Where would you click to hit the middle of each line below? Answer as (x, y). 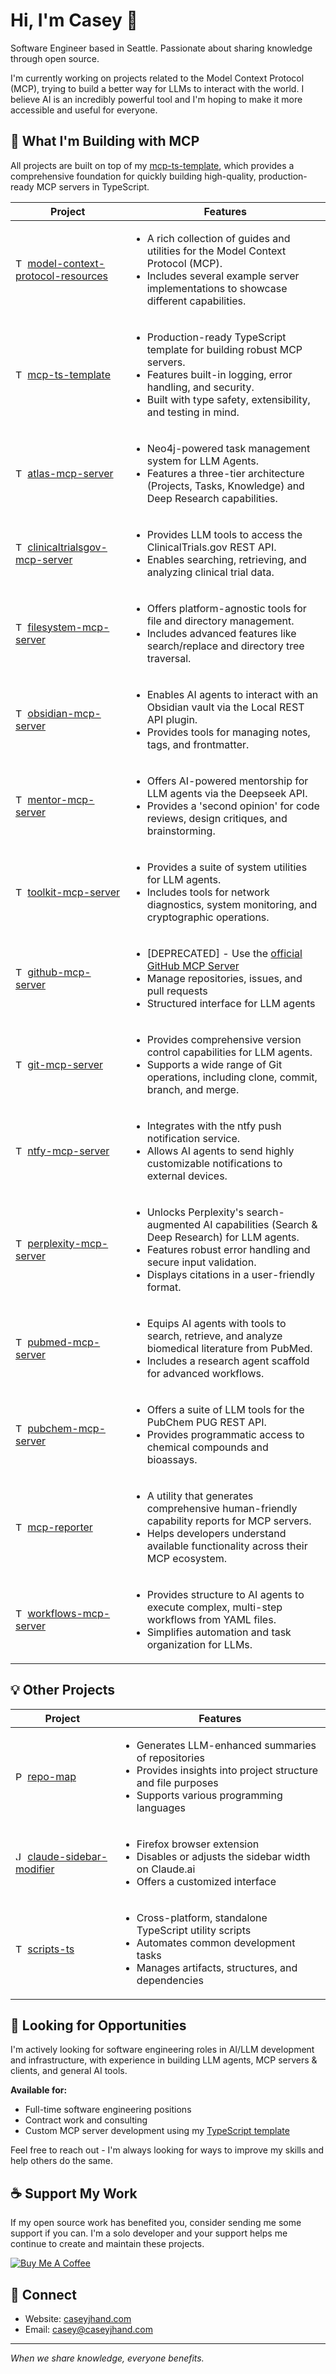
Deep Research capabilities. (212, 498)
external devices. (187, 1176)
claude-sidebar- (67, 1856)
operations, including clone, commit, (232, 1077)
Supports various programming (209, 1795)
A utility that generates (200, 1496)
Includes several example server (223, 276)
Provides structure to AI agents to (225, 1594)
